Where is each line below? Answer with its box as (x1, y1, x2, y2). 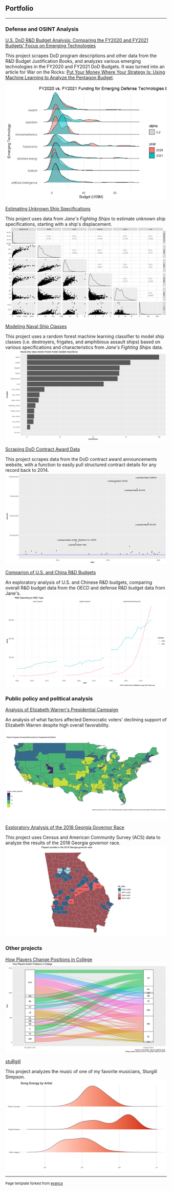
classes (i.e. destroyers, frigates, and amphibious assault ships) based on (5, 339, 161, 345)
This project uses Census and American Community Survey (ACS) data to (5, 834, 161, 840)
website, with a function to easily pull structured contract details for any (5, 461, 157, 468)
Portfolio (5, 4, 34, 13)
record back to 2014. (5, 467, 49, 473)
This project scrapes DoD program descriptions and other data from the (5, 52, 157, 59)
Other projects (5, 945, 42, 952)
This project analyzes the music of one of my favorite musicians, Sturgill (5, 1069, 158, 1075)
